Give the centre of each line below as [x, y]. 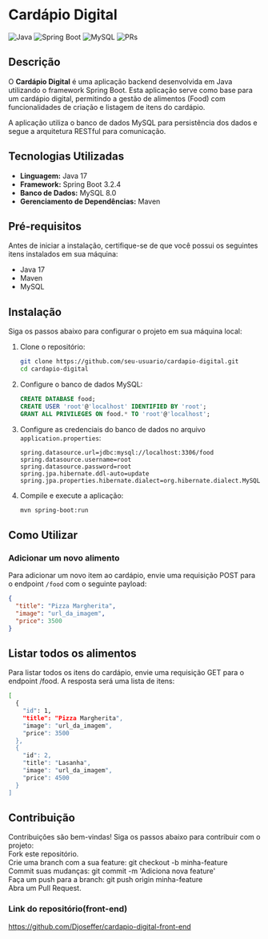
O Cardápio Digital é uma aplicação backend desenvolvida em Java [120, 81]
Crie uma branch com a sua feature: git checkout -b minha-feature [118, 863]
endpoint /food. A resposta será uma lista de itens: [92, 681]
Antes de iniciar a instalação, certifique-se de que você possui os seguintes [133, 245]
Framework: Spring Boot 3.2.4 [70, 184]
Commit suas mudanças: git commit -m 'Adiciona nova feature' [112, 871]
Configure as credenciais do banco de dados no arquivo [112, 429]
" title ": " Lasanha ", [57, 763]
